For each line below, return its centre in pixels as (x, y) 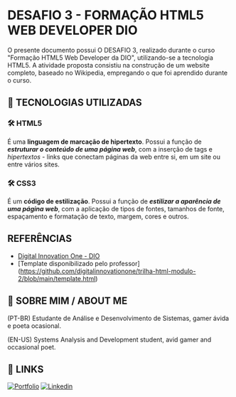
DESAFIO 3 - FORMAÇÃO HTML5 (106, 15)
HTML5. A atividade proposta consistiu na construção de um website (108, 65)
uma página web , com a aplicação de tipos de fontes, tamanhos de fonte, (116, 208)
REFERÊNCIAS (40, 239)
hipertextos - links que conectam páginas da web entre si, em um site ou (114, 157)
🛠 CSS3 (22, 183)
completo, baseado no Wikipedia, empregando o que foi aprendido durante (118, 73)
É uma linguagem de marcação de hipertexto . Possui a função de (104, 142)
